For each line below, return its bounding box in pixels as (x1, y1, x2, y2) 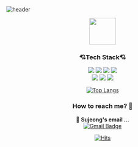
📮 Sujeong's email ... (76, 116, 129, 123)
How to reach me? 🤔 (72, 102, 133, 110)
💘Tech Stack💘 (79, 52, 126, 61)
